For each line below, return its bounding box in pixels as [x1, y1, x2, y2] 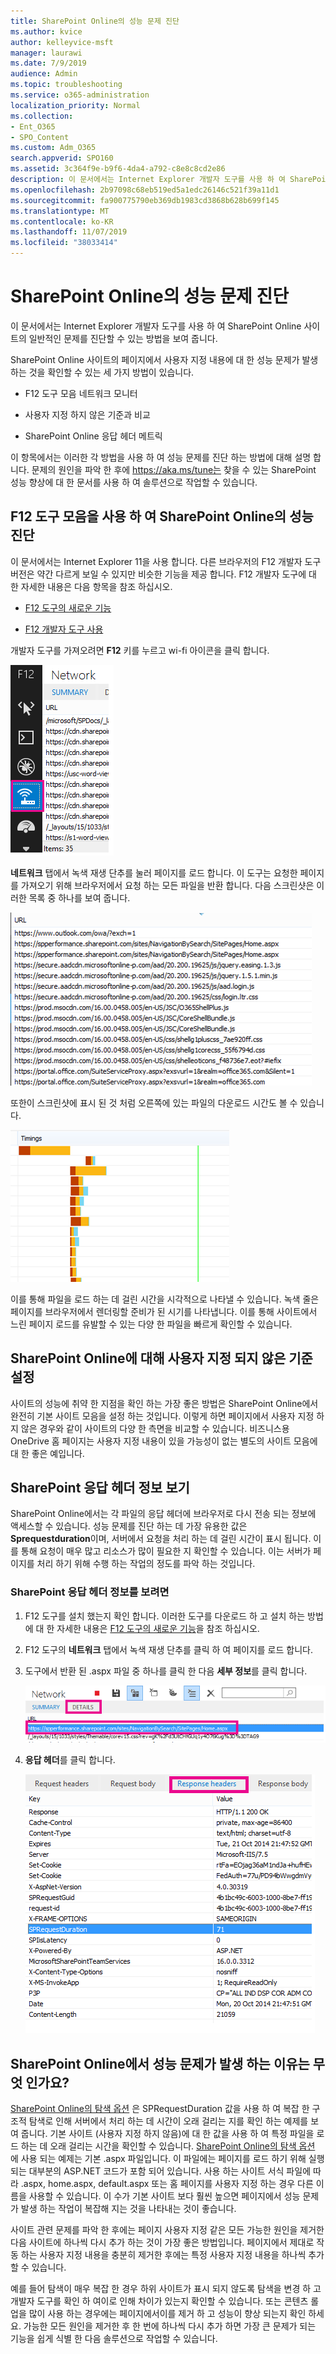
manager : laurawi [10, 48, 83, 58]
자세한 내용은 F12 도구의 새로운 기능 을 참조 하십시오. [56, 1622, 260, 1634]
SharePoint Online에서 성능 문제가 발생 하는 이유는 [10, 2055, 310, 2072]
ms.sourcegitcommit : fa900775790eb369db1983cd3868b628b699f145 [10, 195, 280, 205]
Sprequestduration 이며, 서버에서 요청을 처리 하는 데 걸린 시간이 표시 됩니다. [10, 1533, 312, 1545]
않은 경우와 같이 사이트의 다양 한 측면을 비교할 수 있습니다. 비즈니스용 [20, 1422, 290, 1434]
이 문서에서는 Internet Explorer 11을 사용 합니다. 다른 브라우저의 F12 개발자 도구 [10, 555, 322, 567]
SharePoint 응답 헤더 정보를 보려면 [10, 1585, 170, 1599]
